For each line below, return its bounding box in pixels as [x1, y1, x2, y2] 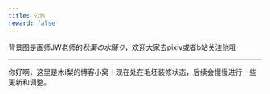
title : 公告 [8, 11, 46, 20]
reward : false [8, 19, 56, 27]
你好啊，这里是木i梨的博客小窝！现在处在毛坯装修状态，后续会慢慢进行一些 [8, 67, 257, 76]
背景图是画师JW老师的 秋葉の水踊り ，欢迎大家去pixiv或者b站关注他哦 [8, 42, 237, 52]
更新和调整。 [8, 77, 51, 87]
